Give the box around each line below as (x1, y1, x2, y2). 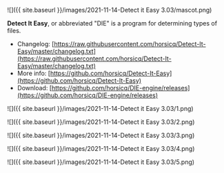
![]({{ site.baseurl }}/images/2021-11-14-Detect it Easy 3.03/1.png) (7, 105, 194, 112)
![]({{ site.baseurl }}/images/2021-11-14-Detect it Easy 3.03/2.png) (7, 118, 195, 126)
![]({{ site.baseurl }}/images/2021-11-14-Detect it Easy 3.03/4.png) (7, 145, 195, 152)
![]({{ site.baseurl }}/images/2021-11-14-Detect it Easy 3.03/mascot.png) (7, 6, 212, 14)
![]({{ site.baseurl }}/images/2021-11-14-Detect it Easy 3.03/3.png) (7, 131, 195, 139)
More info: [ (17, 69, 50, 77)
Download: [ (17, 84, 52, 92)
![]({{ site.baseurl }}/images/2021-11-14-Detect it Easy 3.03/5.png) (7, 158, 195, 166)
